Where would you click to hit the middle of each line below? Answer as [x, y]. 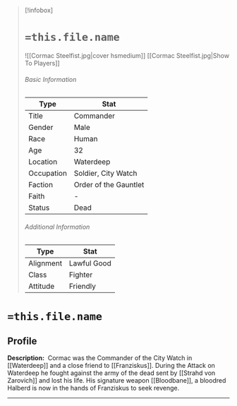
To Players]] [42, 63]
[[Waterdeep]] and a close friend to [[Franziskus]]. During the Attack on [111, 366]
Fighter [81, 275]
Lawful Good [90, 263]
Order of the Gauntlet [109, 185]
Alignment [45, 263]
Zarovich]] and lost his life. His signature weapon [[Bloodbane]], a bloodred [117, 381]
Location [43, 162]
